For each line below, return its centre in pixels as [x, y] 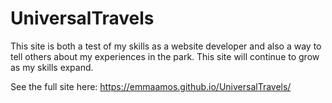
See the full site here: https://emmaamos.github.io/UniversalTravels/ [151, 86]
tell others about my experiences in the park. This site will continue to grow [165, 56]
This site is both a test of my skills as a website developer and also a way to [166, 46]
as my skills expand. [52, 67]
